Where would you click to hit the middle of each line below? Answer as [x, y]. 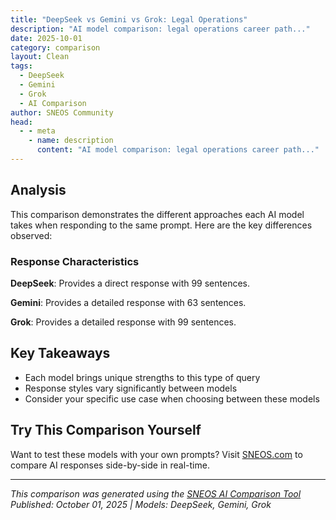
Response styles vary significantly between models [131, 388]
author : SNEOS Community [62, 112]
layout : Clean [40, 57]
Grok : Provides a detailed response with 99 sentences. [123, 322]
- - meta [37, 131]
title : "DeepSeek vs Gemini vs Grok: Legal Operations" [129, 19]
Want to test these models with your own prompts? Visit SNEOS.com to [156, 454]
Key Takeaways [60, 353]
